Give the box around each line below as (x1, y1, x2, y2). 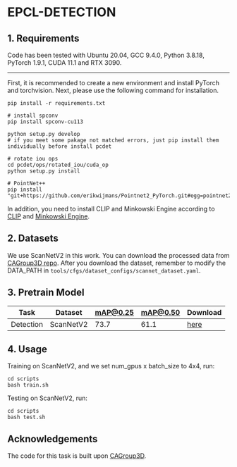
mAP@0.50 (140, 307, 181, 317)
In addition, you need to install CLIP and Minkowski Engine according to (7, 205, 215, 213)
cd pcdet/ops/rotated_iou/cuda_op (7, 161, 109, 168)
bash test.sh (7, 413, 46, 421)
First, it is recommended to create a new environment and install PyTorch (7, 79, 220, 87)
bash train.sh (7, 382, 49, 389)
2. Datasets (7, 232, 59, 244)
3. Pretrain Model (7, 287, 85, 299)
